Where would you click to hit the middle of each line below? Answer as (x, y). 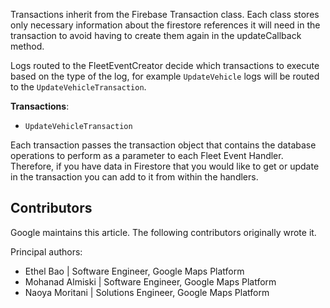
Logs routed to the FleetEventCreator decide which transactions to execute (165, 65)
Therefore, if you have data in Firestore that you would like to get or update (165, 166)
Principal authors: (46, 251)
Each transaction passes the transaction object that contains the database (163, 145)
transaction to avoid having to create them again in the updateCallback (156, 35)
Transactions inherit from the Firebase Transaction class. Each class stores (165, 14)
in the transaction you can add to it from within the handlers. (134, 177)
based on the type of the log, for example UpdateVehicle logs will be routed (165, 76)
